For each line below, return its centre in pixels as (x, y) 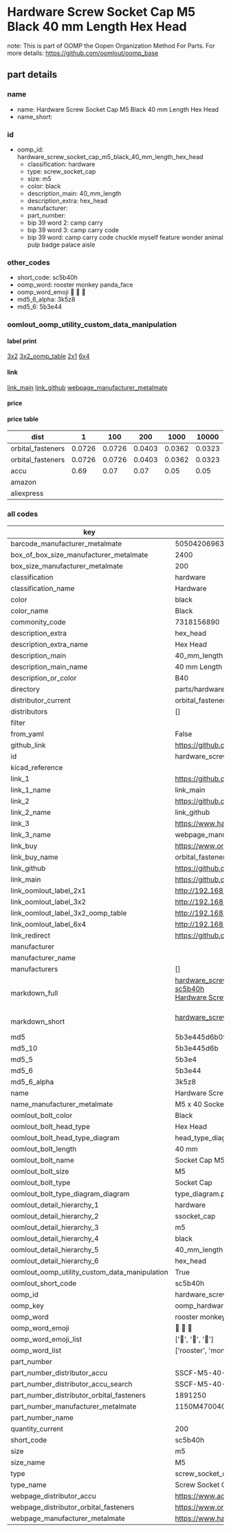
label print (22, 341)
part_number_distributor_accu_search (71, 1384)
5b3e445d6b (197, 1048)
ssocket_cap (195, 1216)
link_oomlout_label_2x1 (48, 891)
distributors (29, 712)
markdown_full (34, 993)
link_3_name (31, 834)
